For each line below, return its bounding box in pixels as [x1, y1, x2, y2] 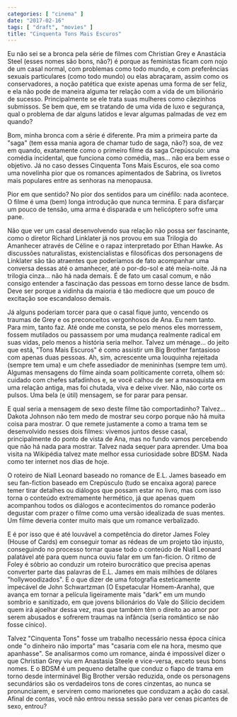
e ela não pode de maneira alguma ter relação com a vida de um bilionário [7, 87, 224, 96]
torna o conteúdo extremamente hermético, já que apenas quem [7, 494, 196, 502]
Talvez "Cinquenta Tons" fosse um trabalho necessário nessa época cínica [7, 634, 226, 643]
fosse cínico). [7, 621, 47, 629]
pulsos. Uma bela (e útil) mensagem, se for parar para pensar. [7, 391, 188, 399]
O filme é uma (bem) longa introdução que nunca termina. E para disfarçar [7, 198, 224, 206]
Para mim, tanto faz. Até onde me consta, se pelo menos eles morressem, [7, 323, 223, 332]
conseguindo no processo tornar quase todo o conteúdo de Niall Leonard [7, 545, 221, 554]
